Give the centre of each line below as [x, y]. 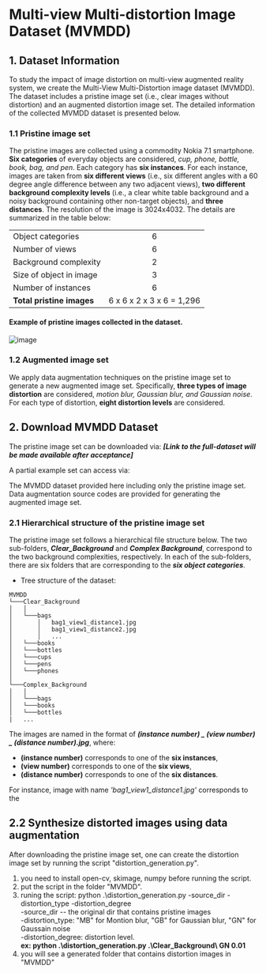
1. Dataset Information [64, 60]
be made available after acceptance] [71, 454]
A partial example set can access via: [69, 470]
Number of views [45, 249]
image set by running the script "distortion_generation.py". [104, 862]
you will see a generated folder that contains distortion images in [126, 953]
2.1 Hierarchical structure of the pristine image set [107, 522]
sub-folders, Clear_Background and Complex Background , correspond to [131, 548]
